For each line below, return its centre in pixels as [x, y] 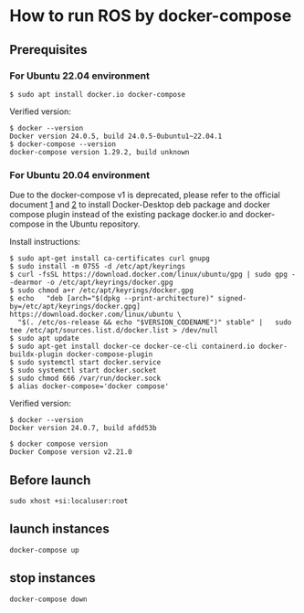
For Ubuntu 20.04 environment [80, 174]
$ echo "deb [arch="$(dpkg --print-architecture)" [112, 299]
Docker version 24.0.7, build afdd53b [83, 428]
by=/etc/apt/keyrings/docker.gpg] [75, 307]
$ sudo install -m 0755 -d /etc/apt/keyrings [97, 267]
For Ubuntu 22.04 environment [80, 76]
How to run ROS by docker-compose [151, 16]
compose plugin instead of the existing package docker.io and [126, 215]
